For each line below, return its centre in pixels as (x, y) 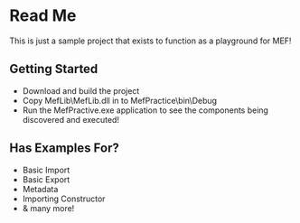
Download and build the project (81, 90)
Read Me (43, 16)
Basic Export (46, 179)
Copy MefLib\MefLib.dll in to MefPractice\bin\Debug (120, 100)
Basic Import (46, 170)
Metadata (40, 189)
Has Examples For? (64, 149)
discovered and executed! (71, 119)
